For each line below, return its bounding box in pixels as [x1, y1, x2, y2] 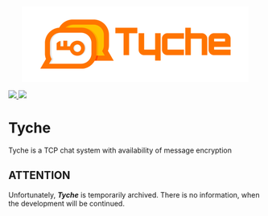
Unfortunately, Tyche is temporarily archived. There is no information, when [8, 190, 260, 199]
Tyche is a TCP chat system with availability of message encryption [8, 145, 232, 155]
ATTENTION [8, 169, 71, 182]
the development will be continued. [8, 198, 125, 208]
